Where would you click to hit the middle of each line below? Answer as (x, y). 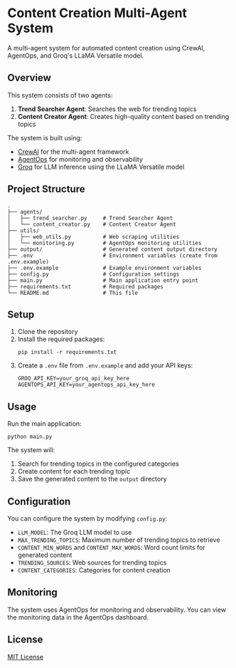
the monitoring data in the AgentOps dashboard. (78, 617)
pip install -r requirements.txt (67, 353)
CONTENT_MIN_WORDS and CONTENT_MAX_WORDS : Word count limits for (111, 547)
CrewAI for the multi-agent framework (73, 152)
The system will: (31, 450)
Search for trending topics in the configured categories (98, 464)
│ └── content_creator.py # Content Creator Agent (92, 224)
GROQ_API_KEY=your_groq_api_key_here (74, 379)
